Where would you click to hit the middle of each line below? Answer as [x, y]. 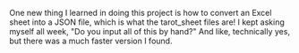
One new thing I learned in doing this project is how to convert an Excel [141, 13]
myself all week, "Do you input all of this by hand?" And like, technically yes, [150, 31]
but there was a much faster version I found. [91, 41]
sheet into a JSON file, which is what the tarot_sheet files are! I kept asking [147, 22]
